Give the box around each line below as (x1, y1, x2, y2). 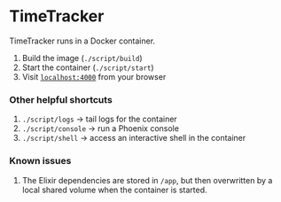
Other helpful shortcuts (9, 93, 113, 105)
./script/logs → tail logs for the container (21, 113, 177, 125)
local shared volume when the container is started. (21, 184, 207, 195)
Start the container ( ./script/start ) (21, 62, 154, 73)
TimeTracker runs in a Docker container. (9, 35, 156, 46)
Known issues (9, 155, 72, 167)
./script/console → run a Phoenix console (21, 123, 180, 134)
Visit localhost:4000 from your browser (21, 71, 167, 82)
